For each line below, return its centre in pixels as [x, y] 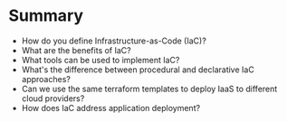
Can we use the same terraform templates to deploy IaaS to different [149, 89]
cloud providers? [53, 98]
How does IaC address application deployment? [111, 108]
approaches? [46, 79]
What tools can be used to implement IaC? [100, 60]
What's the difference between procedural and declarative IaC [138, 70]
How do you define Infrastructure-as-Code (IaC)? [114, 41]
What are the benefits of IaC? [77, 50]
